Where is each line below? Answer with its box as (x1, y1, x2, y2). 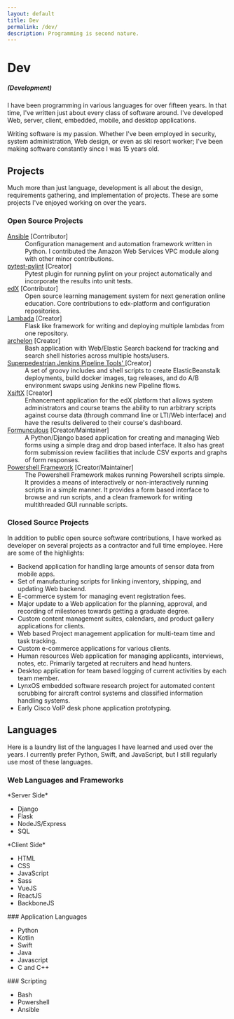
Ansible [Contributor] (7, 232, 69, 241)
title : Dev (7, 17, 39, 24)
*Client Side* (7, 840, 46, 849)
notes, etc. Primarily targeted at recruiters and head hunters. (17, 659, 193, 667)
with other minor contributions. (25, 254, 114, 263)
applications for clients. (17, 621, 85, 630)
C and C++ (17, 963, 50, 971)
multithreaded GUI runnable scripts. (25, 500, 128, 508)
